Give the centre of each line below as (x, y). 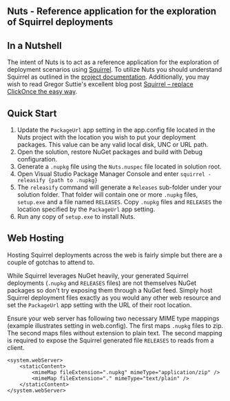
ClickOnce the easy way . (42, 92)
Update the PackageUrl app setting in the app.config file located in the (116, 130)
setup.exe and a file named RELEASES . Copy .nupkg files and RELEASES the (119, 202)
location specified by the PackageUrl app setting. (86, 209)
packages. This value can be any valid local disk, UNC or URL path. (113, 145)
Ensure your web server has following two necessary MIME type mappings (113, 318)
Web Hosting (35, 238)
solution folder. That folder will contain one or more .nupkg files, (107, 195)
